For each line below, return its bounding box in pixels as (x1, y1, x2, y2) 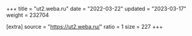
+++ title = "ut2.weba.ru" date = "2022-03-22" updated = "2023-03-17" (6, 5, 187, 12)
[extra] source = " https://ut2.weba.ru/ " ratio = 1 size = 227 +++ (6, 23, 163, 30)
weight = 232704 (6, 11, 50, 19)
